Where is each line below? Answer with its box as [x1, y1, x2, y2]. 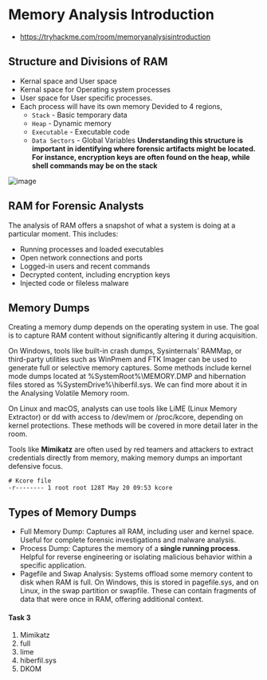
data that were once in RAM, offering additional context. [19, 595, 204, 604]
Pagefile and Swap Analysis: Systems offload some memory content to [19, 569, 253, 579]
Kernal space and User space [19, 76, 117, 85]
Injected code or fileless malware [19, 278, 129, 287]
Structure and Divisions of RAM [8, 55, 168, 68]
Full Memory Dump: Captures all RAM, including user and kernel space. [19, 527, 255, 537]
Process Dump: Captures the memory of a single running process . [19, 544, 241, 553]
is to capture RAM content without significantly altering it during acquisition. [8, 330, 257, 340]
